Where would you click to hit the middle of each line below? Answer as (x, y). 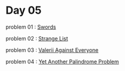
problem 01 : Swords (31, 27)
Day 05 (24, 10)
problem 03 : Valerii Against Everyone (52, 50)
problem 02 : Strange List (37, 38)
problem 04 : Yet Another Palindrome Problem (62, 61)
